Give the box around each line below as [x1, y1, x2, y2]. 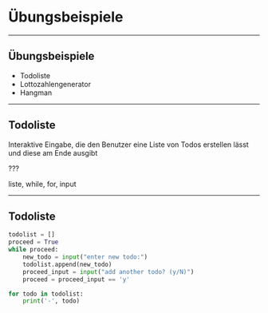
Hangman [19, 88, 53, 97]
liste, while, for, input [8, 179, 77, 188]
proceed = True [8, 238, 59, 247]
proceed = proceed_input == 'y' [22, 275, 130, 283]
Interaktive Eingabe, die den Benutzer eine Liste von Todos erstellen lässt [8, 140, 249, 149]
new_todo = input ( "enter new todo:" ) [22, 253, 148, 261]
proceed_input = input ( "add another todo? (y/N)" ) [22, 267, 195, 275]
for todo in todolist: [8, 290, 84, 298]
